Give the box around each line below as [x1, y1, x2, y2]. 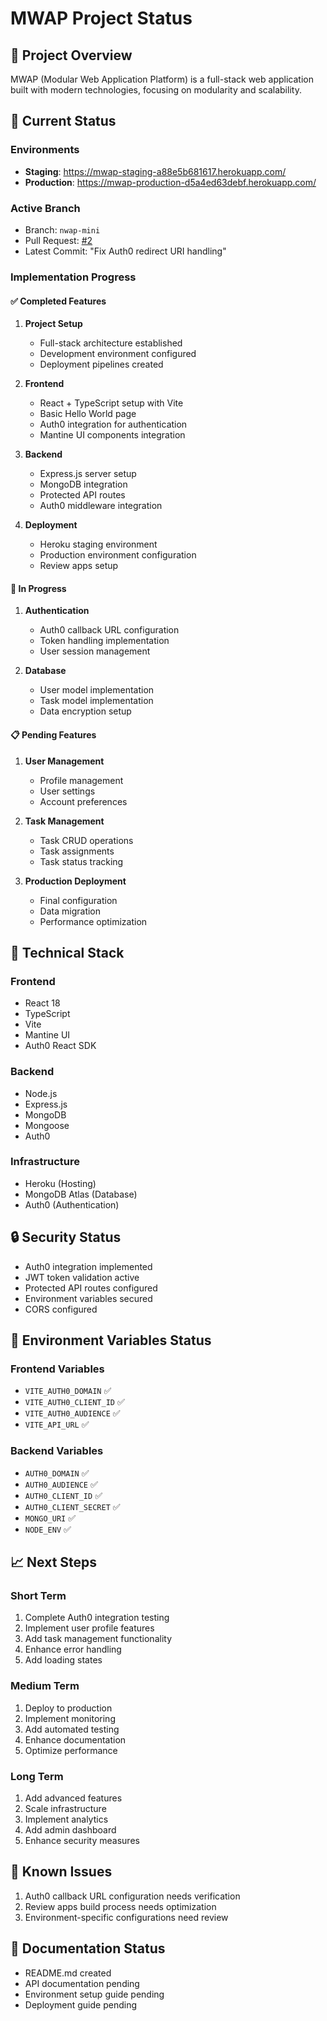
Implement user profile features [24, 1622, 155, 1634]
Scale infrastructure [24, 1802, 107, 1814]
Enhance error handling [24, 1643, 122, 1656]
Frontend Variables [10, 1362, 105, 1376]
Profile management [39, 774, 124, 786]
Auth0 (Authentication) [24, 1198, 120, 1211]
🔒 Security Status [10, 1229, 122, 1246]
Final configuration [39, 894, 118, 906]
